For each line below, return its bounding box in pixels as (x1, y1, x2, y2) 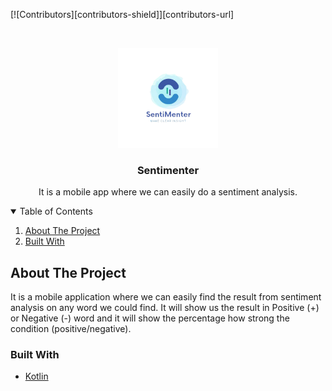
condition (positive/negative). (10, 323, 132, 335)
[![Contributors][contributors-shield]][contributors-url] (10, 9, 235, 20)
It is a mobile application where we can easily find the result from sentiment (10, 291, 322, 303)
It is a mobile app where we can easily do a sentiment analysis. (38, 186, 298, 198)
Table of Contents (19, 205, 93, 218)
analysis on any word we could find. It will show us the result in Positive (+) (10, 302, 320, 314)
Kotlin (24, 370, 49, 383)
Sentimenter (136, 163, 200, 177)
